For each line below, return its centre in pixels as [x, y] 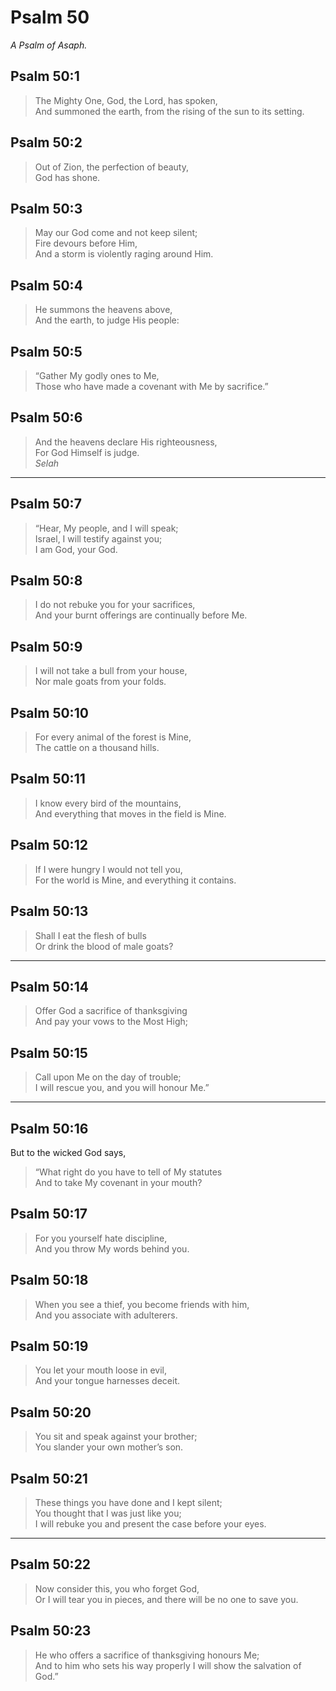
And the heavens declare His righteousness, [126, 442]
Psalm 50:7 [46, 504]
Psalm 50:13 [49, 911]
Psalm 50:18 [49, 1280]
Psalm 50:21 [49, 1478]
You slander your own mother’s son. [109, 1447]
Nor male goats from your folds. [100, 682]
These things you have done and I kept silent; [128, 1502]
